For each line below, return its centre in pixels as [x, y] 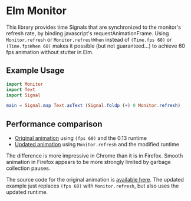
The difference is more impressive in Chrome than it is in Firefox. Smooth [95, 156]
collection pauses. [28, 168]
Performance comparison [54, 124]
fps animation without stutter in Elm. [50, 52]
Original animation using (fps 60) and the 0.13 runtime [81, 138]
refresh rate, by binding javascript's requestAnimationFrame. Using [88, 33]
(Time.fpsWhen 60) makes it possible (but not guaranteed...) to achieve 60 [96, 46]
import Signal [24, 95]
